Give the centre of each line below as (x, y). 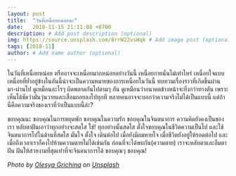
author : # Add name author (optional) (64, 54)
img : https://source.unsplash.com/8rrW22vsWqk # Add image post (103, 40)
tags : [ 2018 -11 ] (31, 46)
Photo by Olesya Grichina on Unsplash (63, 164)
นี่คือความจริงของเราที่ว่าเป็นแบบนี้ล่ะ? (50, 105)
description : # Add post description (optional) (80, 33)
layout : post (26, 14)
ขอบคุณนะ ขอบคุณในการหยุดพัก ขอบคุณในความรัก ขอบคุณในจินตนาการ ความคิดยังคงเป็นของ (116, 119)
